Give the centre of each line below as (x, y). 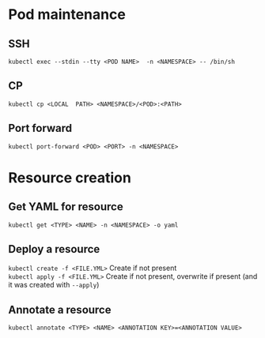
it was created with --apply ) (54, 285)
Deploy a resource (54, 249)
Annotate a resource (60, 310)
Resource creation (70, 177)
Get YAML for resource (66, 207)
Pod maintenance (67, 15)
